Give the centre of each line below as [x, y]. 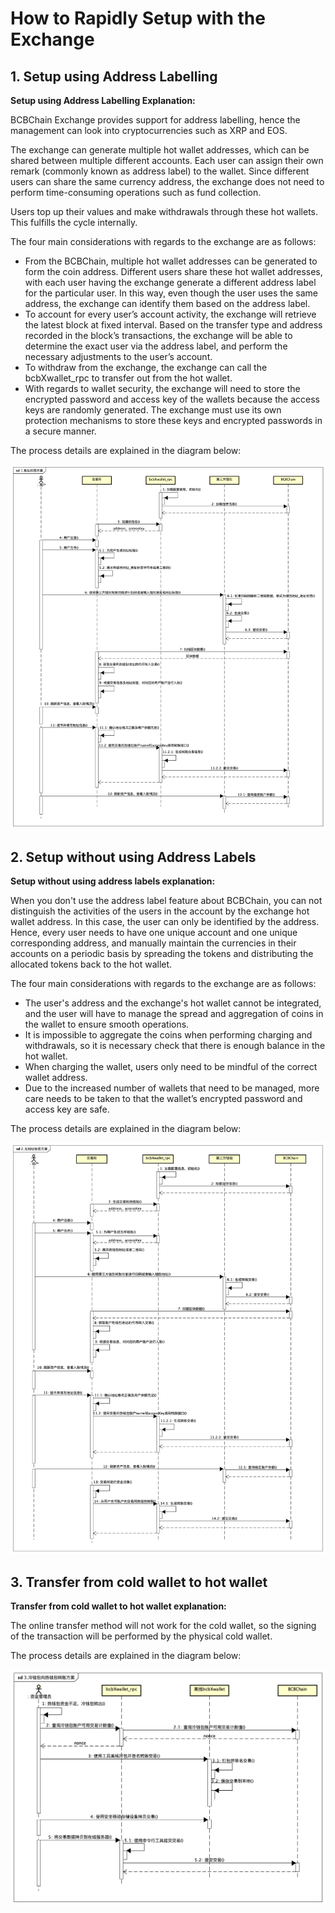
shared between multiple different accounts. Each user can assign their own [167, 160]
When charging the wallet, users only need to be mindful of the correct [171, 1066]
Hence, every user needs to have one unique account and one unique [154, 932]
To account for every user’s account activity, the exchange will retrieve [170, 314]
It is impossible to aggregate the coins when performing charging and [168, 1034]
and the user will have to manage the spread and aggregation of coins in [174, 1013]
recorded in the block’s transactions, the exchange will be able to [158, 335]
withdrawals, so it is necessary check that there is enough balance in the [175, 1045]
